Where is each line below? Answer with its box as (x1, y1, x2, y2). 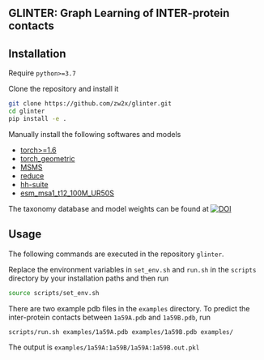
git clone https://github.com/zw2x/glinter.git (8, 100, 172, 108)
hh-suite (19, 179, 49, 189)
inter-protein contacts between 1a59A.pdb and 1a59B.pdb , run (8, 312, 211, 322)
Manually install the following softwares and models (8, 129, 181, 139)
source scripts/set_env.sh (8, 289, 100, 297)
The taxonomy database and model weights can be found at (8, 204, 209, 213)
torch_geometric (19, 153, 75, 163)
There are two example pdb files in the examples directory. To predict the (8, 303, 250, 313)
